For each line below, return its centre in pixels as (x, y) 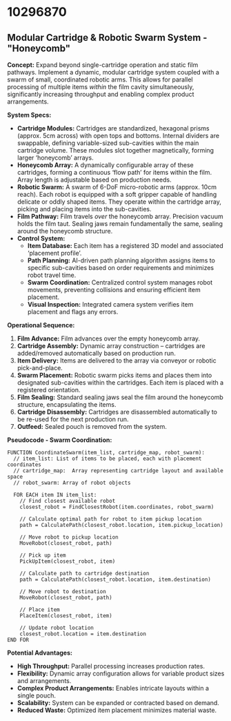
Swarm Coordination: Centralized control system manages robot (120, 282)
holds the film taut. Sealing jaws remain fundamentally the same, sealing (120, 224)
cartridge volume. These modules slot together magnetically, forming (115, 150)
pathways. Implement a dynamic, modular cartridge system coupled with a (113, 72)
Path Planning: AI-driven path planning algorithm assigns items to (121, 260)
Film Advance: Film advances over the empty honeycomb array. (109, 338)
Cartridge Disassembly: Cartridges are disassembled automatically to (117, 412)
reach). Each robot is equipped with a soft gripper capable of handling (117, 194)
